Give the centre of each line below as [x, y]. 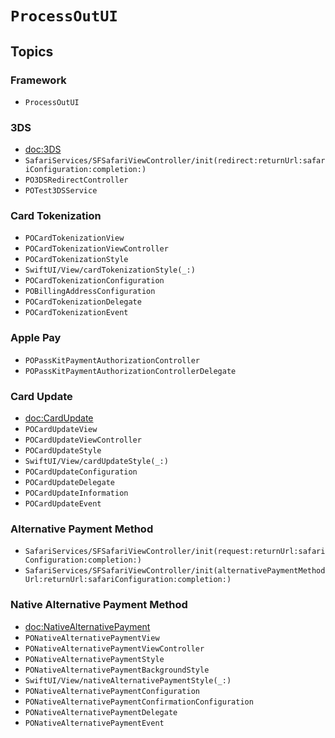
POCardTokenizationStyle [76, 260]
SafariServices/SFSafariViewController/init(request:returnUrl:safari [175, 552]
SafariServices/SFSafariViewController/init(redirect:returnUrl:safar [175, 161]
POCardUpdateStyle [63, 451]
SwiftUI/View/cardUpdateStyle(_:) [96, 462]
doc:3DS [43, 149]
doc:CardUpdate [59, 418]
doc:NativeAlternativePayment [87, 626]
